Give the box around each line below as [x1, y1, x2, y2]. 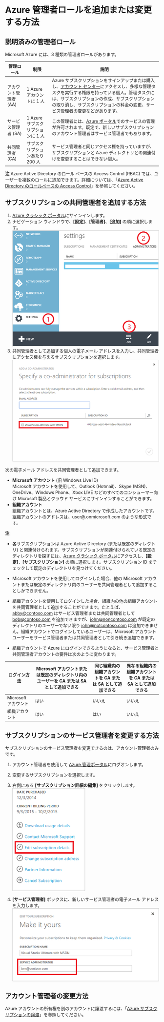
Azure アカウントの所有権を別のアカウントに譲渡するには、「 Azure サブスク [5, 1006, 158, 1012]
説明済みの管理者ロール [5, 38, 76, 46]
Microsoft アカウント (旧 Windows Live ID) [12, 477, 99, 483]
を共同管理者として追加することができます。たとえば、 [12, 604, 123, 610]
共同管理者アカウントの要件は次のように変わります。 [12, 651, 119, 657]
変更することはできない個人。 [60, 156, 121, 162]
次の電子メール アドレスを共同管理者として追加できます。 [5, 467, 122, 472]
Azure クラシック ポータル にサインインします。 [12, 212, 107, 218]
